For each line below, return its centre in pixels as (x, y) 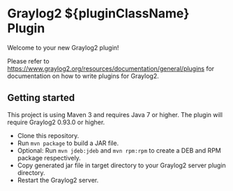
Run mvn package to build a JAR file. (68, 143)
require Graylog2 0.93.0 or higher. (56, 122)
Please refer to (29, 61)
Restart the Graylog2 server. (58, 180)
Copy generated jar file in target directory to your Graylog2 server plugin (122, 165)
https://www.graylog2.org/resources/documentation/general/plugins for (111, 68)
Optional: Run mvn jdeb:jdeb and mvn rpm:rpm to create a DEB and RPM (119, 150)
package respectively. (49, 158)
